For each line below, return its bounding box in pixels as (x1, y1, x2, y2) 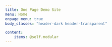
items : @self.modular (14, 35, 58, 40)
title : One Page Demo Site (5, 7, 61, 12)
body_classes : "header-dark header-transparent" (5, 21, 108, 26)
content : (5, 30, 23, 35)
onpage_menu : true (5, 16, 43, 21)
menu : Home (5, 12, 28, 17)
